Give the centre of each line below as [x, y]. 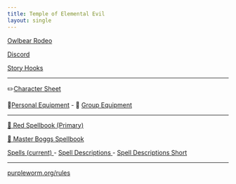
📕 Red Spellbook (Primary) [46, 125]
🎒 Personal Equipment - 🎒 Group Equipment [70, 105]
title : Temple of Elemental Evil [56, 14]
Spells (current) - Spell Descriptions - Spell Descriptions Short [97, 152]
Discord [19, 54]
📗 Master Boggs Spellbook [46, 139]
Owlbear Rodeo [30, 40]
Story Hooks [25, 68]
